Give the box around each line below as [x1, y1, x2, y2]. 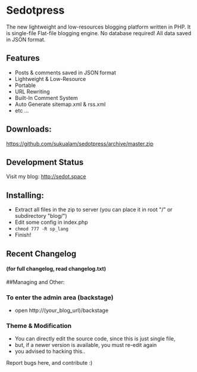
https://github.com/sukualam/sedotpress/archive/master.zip [6, 140, 154, 147]
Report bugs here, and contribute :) [6, 360, 93, 367]
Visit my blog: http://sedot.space [6, 173, 86, 180]
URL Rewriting [14, 87, 50, 95]
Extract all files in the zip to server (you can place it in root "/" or [14, 206, 173, 213]
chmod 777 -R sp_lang [14, 226, 68, 232]
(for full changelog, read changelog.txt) [6, 265, 106, 273]
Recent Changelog [6, 248, 77, 259]
